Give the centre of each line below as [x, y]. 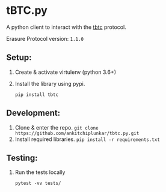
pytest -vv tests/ [38, 184]
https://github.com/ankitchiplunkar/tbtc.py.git [77, 133]
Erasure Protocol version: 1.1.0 [45, 38]
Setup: [19, 58]
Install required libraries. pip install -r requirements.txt [88, 139]
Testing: [22, 157]
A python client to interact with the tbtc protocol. [66, 27]
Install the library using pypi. [50, 83]
